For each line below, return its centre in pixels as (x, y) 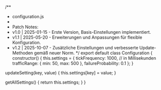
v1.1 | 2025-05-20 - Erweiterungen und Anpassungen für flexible (77, 37)
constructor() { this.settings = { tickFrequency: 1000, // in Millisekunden (84, 58)
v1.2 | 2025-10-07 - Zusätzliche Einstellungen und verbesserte (75, 48)
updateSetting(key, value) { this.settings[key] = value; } (61, 73)
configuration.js (28, 16)
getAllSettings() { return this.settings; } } (46, 82)
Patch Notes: (25, 27)
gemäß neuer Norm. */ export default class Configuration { (93, 53)
